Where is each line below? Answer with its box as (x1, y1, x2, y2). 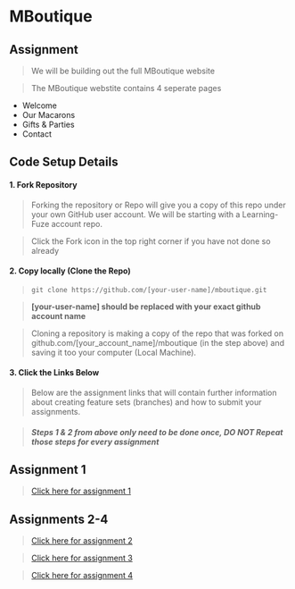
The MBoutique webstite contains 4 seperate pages (30, 83, 222, 93)
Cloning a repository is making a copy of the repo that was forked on (30, 328, 283, 339)
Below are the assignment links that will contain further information (30, 387, 278, 398)
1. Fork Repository (9, 179, 78, 189)
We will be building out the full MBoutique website (30, 65, 216, 76)
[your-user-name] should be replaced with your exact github (30, 301, 261, 312)
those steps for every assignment (30, 436, 160, 447)
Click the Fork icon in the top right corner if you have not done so (30, 235, 271, 247)
